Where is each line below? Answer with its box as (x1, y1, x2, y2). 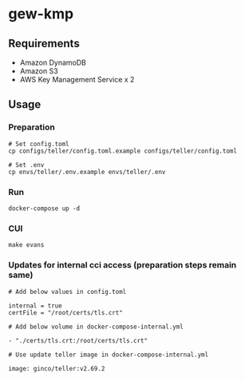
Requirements (8, 37, 80, 50)
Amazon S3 (19, 66, 58, 76)
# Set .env (8, 161, 45, 169)
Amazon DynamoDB (19, 58, 86, 67)
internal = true (8, 301, 62, 310)
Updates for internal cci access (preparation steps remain (8, 260, 237, 271)
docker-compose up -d (8, 204, 81, 212)
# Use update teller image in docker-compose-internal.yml (8, 351, 209, 359)
